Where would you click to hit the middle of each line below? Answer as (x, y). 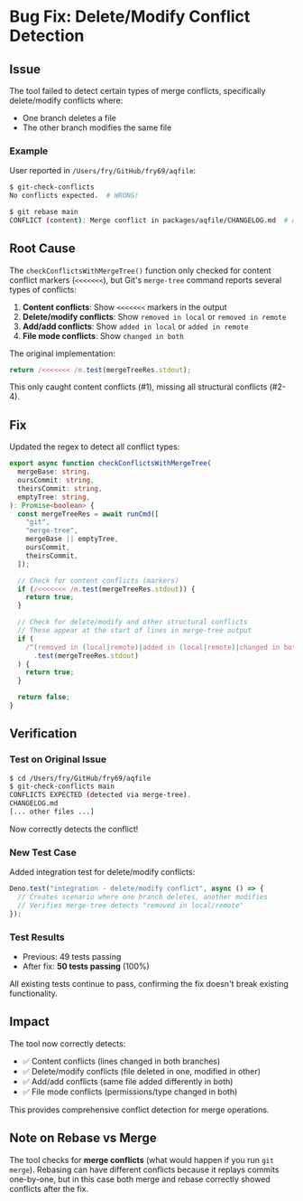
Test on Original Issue (58, 759)
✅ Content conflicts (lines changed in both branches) (121, 1061)
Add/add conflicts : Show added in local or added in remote (135, 326)
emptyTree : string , (54, 497)
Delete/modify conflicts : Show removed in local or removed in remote (154, 316)
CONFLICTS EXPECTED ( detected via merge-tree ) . (101, 795)
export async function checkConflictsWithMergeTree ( (110, 464)
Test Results (37, 937)
